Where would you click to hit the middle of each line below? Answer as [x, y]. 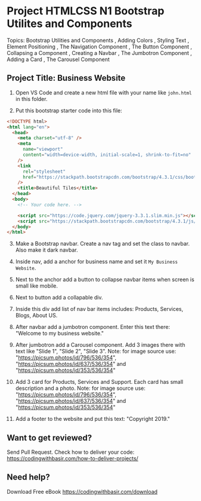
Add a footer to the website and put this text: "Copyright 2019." [93, 419]
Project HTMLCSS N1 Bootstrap [86, 11]
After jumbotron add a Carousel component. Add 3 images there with [100, 345]
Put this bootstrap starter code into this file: [69, 110]
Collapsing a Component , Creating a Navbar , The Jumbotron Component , [100, 53]
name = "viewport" [43, 149]
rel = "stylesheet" [44, 172]
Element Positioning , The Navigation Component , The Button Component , [100, 47]
